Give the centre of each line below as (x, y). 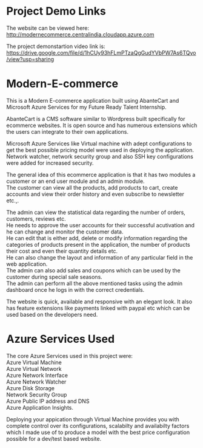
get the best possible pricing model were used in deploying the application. (100, 150)
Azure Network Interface (37, 375)
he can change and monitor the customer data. (65, 232)
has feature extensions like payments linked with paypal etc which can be (98, 308)
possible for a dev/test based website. (54, 438)
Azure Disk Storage (31, 388)
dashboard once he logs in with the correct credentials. (75, 289)
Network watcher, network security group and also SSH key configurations (100, 156)
